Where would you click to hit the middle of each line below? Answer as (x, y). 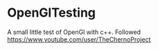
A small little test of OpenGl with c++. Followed (74, 32)
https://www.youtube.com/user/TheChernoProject (79, 39)
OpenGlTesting (51, 13)
